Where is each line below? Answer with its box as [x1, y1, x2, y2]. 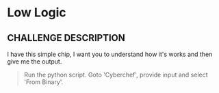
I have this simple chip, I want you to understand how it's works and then [7, 50, 213, 58]
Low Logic [7, 5, 66, 21]
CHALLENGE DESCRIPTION [7, 32, 125, 44]
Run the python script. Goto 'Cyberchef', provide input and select [23, 70, 208, 79]
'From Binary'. [23, 78, 64, 86]
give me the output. [7, 57, 62, 66]
